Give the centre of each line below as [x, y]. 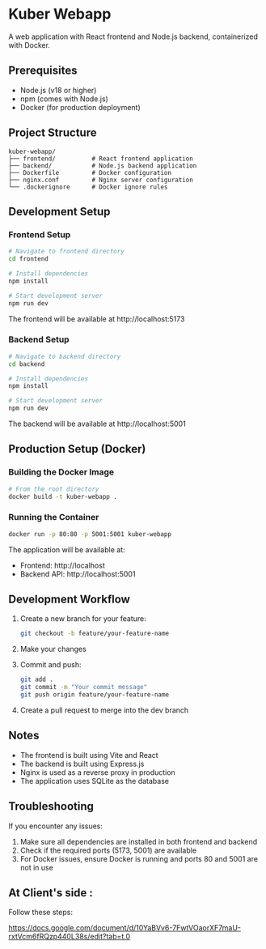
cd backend [27, 364]
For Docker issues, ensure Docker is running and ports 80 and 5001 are [139, 858]
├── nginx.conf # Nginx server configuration [101, 180]
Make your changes [53, 649]
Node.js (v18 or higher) [58, 90]
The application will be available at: [67, 549]
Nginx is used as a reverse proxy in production [97, 772]
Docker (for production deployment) [80, 107]
